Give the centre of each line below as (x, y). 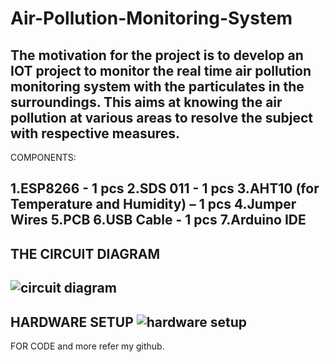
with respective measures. (95, 133)
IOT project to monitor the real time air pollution (161, 70)
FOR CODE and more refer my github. (87, 346)
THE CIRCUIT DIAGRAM (85, 253)
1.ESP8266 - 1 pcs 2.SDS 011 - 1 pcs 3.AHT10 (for (165, 188)
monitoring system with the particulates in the (157, 86)
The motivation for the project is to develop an (157, 55)
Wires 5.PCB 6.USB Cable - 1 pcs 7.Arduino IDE (158, 220)
